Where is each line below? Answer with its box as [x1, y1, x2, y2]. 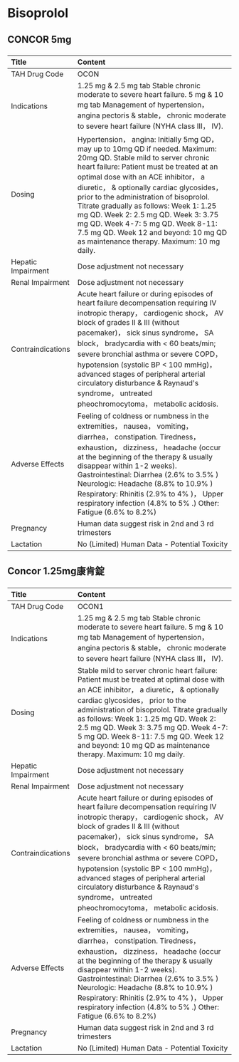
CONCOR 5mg [7, 33, 72, 46]
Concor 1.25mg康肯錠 [7, 565, 105, 578]
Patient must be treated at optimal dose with [77, 675, 225, 684]
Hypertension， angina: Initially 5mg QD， [77, 134, 218, 144]
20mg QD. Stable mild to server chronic [77, 152, 210, 162]
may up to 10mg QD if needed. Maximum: [77, 144, 217, 154]
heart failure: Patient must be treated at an [77, 162, 218, 172]
